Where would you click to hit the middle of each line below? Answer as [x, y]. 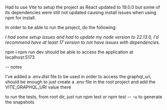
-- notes [14, 67]
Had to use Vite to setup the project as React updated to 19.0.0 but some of [83, 7]
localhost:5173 [20, 57]
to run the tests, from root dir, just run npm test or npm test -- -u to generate [84, 97]
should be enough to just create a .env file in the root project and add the [80, 82]
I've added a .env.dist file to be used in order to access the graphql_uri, [78, 76]
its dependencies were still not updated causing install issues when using [81, 12]
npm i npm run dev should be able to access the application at [69, 52]
